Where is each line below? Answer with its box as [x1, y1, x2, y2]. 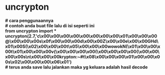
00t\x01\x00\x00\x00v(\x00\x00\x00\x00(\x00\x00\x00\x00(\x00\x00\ [5, 48, 160, 55]
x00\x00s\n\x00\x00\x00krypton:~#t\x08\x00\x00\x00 [5, 54, 125, 59]
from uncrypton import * [5, 28, 57, 34]
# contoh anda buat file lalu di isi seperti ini [5, 22, 95, 28]
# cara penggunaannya [5, 18, 54, 23]
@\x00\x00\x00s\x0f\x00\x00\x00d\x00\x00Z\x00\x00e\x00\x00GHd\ [5, 38, 159, 44]
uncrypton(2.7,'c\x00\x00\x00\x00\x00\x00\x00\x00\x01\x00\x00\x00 [5, 33, 158, 39]
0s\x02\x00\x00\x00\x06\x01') [5, 59, 72, 65]
